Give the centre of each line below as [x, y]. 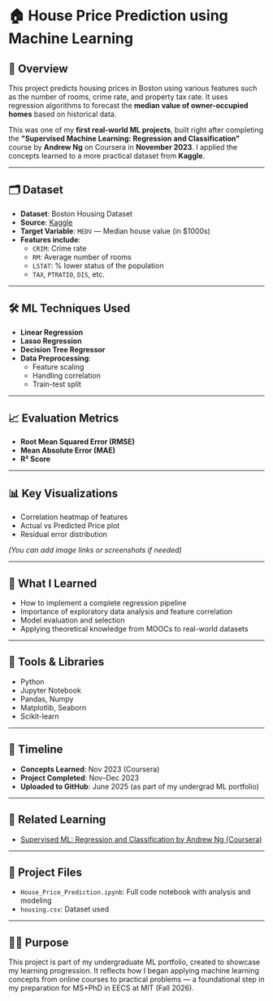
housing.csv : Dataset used [65, 909]
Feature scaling [58, 366]
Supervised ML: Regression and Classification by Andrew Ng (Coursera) [141, 839]
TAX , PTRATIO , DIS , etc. [69, 274]
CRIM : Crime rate [59, 248]
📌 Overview [38, 69]
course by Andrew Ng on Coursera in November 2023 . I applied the [123, 147]
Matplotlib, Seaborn [53, 707]
